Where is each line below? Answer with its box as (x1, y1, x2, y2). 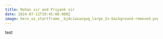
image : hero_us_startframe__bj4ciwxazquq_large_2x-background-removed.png (5, 16, 160, 21)
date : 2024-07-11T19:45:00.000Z (5, 12, 70, 17)
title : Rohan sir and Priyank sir (5, 7, 75, 12)
